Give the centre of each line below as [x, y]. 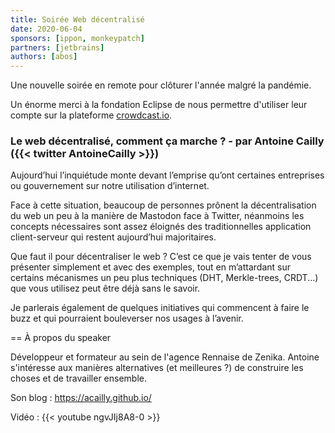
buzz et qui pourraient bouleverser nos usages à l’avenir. [127, 318]
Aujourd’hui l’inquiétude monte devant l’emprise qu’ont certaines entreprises [167, 175]
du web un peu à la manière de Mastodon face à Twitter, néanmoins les [157, 216]
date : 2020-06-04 [46, 29]
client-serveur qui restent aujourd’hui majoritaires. [113, 237]
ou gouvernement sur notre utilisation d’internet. [110, 186]
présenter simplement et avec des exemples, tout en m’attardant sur [150, 267]
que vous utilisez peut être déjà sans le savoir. [105, 288]
